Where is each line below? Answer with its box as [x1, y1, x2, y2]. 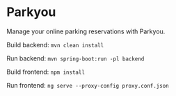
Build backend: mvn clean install [6, 40, 104, 49]
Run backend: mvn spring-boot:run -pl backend [6, 54, 145, 63]
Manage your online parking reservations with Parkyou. [6, 27, 166, 35]
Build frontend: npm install [6, 67, 85, 76]
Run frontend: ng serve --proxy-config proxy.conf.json [6, 81, 170, 89]
